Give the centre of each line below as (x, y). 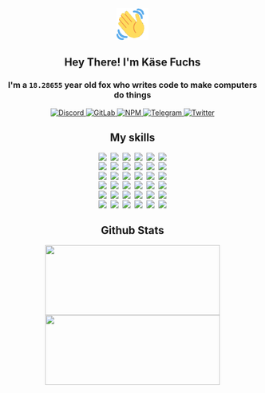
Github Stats (132, 230)
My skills (132, 138)
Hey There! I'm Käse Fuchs (132, 63)
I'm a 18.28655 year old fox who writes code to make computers (132, 85)
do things (132, 95)
